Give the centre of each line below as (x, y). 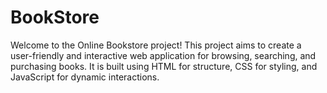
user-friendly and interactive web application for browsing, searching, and (163, 55)
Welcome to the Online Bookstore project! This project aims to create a (156, 45)
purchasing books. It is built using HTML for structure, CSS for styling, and (164, 66)
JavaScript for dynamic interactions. (85, 77)
